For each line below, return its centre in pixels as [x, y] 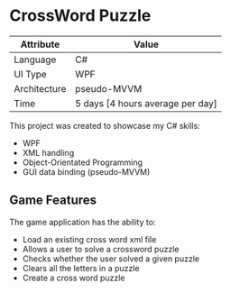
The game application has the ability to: [83, 222]
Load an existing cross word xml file [89, 239]
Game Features [53, 201]
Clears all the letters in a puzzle [81, 268]
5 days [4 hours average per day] [147, 103]
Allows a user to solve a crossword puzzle [101, 249]
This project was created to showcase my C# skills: [105, 125]
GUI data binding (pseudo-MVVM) [86, 171]
